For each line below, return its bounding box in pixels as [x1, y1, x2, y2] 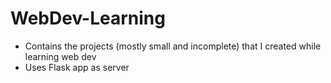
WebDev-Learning [10, 7, 166, 30]
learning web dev [24, 50, 97, 62]
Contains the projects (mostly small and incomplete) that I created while [24, 40, 322, 52]
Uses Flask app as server [24, 61, 130, 73]
